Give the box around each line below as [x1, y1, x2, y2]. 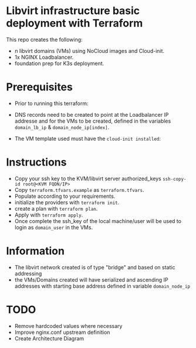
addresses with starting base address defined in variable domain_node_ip [14, 282, 191, 289]
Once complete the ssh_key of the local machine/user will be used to [14, 217, 182, 224]
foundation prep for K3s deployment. [14, 60, 104, 67]
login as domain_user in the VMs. [14, 224, 93, 231]
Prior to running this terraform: [14, 100, 89, 107]
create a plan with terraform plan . [14, 205, 98, 212]
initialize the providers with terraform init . [14, 198, 120, 206]
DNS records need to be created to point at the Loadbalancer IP [14, 111, 169, 118]
